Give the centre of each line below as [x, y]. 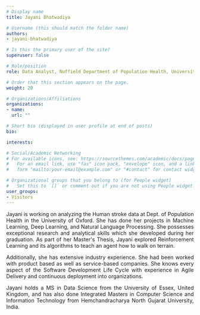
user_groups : [22, 191]
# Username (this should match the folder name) [68, 28]
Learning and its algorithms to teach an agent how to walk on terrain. [90, 245]
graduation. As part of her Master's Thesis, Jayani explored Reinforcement [100, 239]
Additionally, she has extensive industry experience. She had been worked [100, 257]
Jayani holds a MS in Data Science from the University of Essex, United [100, 288]
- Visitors [20, 197]
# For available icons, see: [42, 158]
